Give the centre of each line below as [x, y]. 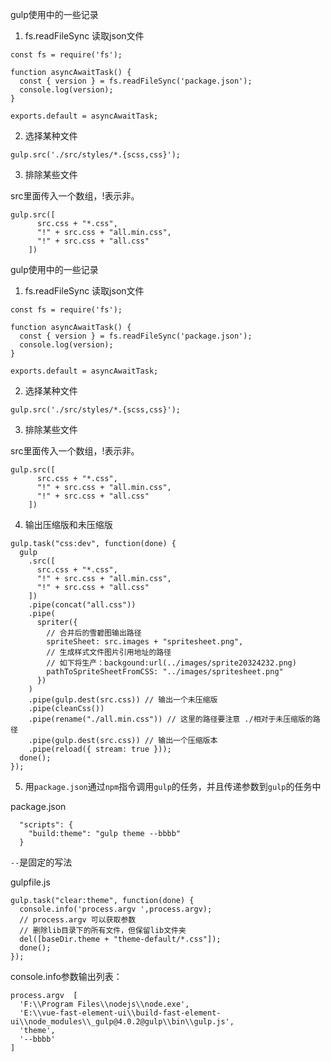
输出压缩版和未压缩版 [68, 524]
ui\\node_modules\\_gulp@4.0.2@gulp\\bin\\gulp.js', [122, 1022]
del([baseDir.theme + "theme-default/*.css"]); [120, 939]
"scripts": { [46, 825]
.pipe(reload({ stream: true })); [100, 749]
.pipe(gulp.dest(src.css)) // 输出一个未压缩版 [123, 700]
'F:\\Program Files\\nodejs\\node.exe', [104, 1004]
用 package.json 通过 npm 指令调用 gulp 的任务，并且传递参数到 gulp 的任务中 [173, 786]
